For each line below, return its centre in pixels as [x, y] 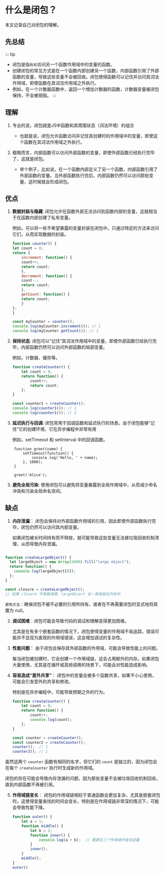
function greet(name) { [38, 449]
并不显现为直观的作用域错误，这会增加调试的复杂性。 [70, 637]
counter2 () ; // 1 [30, 752]
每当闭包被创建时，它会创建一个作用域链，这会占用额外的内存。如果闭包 [85, 658]
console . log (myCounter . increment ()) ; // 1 [56, 326]
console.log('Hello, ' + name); [65, 458]
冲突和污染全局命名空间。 [38, 491]
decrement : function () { [47, 276]
